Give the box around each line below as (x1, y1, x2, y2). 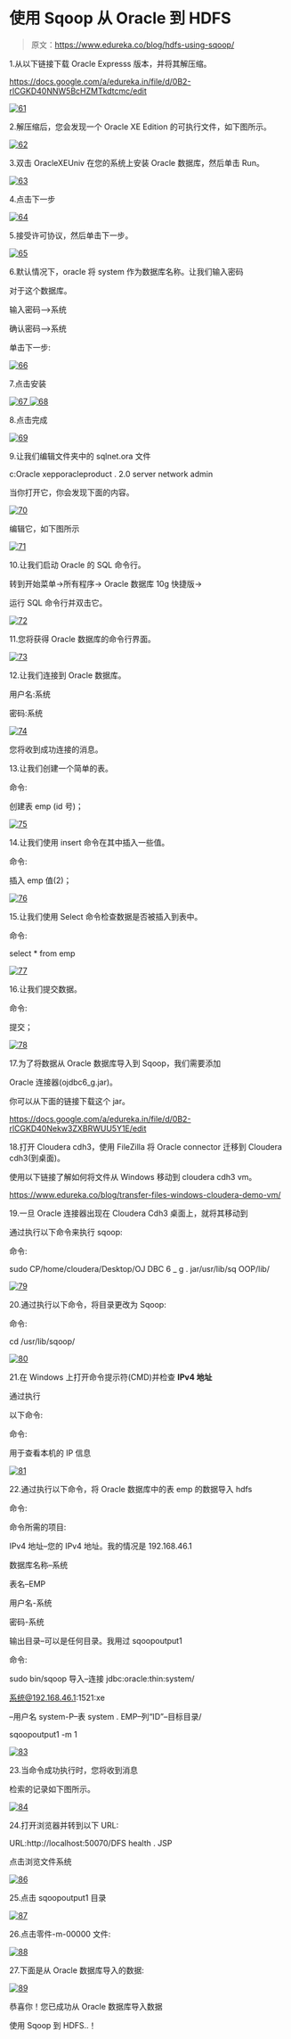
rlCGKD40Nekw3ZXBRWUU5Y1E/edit (9, 1123, 147, 1134)
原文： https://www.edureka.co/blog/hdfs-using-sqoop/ (30, 39, 235, 50)
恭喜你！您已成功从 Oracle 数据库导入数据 (9, 2001, 163, 2011)
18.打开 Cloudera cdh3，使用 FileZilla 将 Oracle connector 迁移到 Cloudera (9, 1141, 283, 1152)
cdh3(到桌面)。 (9, 1152, 65, 1163)
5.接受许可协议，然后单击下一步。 (9, 229, 133, 241)
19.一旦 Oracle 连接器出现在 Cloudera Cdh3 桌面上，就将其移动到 (9, 1208, 249, 1218)
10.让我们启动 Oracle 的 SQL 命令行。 (9, 559, 146, 570)
